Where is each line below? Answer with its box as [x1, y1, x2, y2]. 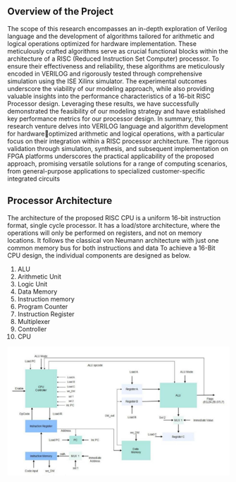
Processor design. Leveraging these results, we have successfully [7, 99, 199, 108]
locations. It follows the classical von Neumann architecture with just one [7, 236, 219, 244]
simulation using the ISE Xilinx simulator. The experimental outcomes [7, 77, 207, 85]
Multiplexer [17, 317, 51, 325]
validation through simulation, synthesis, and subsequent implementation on [7, 144, 229, 152]
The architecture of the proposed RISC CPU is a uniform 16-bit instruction [7, 213, 221, 222]
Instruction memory [17, 294, 75, 303]
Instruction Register [17, 310, 75, 318]
